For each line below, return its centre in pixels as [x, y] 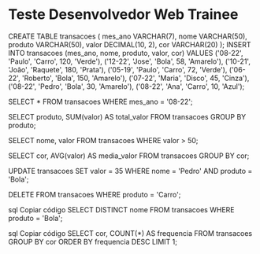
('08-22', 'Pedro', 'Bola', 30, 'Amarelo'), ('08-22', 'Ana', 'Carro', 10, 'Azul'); [126, 86]
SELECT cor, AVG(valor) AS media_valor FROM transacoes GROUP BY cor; [129, 156]
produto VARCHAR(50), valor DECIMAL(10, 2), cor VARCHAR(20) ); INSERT [130, 44]
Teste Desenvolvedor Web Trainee [123, 15]
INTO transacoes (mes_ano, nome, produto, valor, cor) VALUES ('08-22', [126, 53]
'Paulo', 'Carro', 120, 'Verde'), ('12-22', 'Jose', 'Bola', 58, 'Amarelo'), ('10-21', [129, 61]
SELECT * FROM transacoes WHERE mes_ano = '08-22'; [100, 101]
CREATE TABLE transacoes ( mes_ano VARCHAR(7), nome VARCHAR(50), [128, 36]
